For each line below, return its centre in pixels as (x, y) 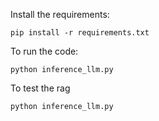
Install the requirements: (60, 14)
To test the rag (40, 88)
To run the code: (44, 51)
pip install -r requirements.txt (80, 33)
